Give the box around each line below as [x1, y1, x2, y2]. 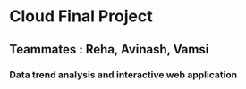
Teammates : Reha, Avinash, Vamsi [9, 42, 209, 57]
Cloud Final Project [9, 6, 154, 27]
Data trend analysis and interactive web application [9, 69, 238, 81]
